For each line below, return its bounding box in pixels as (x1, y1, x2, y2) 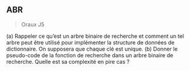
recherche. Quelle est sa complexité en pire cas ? (6, 58, 130, 65)
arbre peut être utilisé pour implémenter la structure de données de (6, 39, 175, 46)
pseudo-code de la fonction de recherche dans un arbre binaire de (6, 51, 174, 59)
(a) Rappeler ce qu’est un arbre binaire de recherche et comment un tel (6, 32, 184, 40)
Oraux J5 (21, 20, 44, 28)
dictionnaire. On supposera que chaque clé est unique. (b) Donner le (6, 45, 178, 52)
